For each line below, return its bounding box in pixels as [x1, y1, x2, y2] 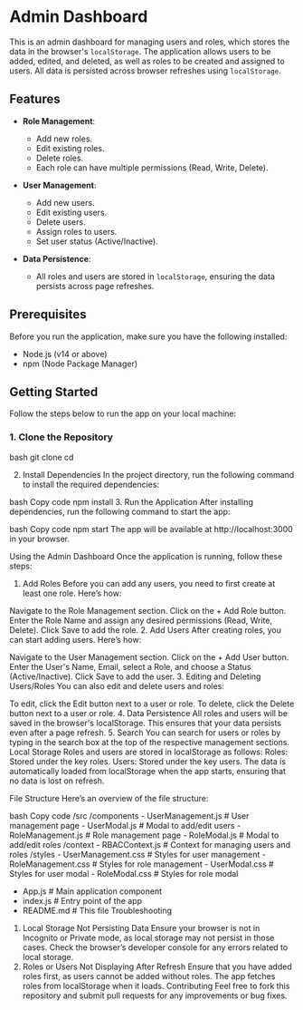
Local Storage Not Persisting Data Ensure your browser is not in [22, 922, 260, 933]
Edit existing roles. [35, 142, 105, 153]
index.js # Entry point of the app [22, 895, 143, 906]
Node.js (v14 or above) [22, 348, 108, 359]
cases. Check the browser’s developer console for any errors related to [22, 941, 289, 953]
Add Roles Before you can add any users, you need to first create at [22, 578, 276, 588]
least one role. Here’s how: [22, 588, 122, 598]
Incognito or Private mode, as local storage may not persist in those [22, 932, 275, 943]
